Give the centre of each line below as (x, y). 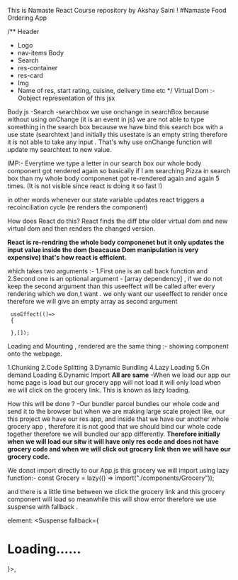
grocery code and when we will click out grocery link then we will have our (119, 449)
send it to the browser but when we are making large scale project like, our (116, 411)
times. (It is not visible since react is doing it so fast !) (85, 186)
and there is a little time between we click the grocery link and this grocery (116, 492)
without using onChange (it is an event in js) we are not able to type (106, 119)
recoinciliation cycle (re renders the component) (78, 207)
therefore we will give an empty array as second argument (92, 301)
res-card (30, 75)
